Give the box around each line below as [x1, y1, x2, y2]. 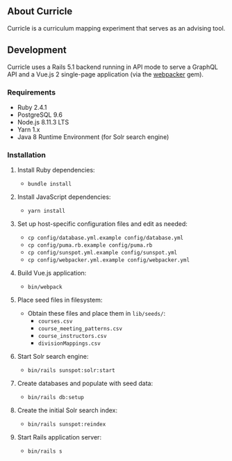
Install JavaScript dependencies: [17, 193, 111, 201]
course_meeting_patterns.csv [38, 325, 123, 332]
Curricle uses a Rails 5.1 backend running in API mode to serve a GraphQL [7, 63, 219, 71]
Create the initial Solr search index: [17, 406, 118, 414]
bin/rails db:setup [27, 394, 85, 401]
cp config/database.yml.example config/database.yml [27, 234, 184, 242]
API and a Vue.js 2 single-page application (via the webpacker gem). [7, 70, 204, 79]
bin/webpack [27, 284, 63, 291]
